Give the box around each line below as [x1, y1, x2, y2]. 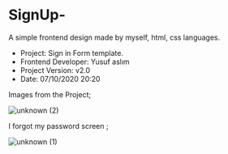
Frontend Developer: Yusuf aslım [19, 57, 130, 66]
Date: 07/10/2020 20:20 [19, 74, 101, 83]
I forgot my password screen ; [8, 121, 109, 130]
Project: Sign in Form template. [19, 48, 124, 58]
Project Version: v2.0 [19, 65, 91, 75]
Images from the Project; [8, 89, 92, 99]
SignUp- [8, 6, 67, 24]
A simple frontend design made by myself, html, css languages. [8, 32, 221, 42]
